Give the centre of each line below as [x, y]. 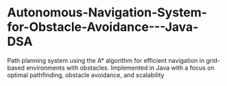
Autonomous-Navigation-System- [107, 13]
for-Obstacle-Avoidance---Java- [103, 27]
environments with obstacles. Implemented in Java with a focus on [120, 68]
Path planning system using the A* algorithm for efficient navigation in [106, 60]
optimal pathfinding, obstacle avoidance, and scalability [86, 75]
